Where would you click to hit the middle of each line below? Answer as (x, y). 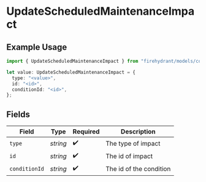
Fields (18, 114)
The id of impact (129, 156)
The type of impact (133, 143)
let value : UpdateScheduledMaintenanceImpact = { (71, 72)
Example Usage (37, 47)
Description (138, 132)
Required (86, 132)
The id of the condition (138, 168)
